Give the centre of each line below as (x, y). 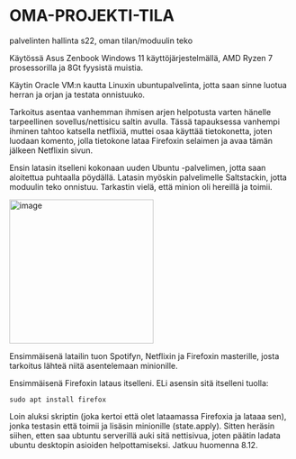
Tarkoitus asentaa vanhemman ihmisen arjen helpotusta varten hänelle (140, 112)
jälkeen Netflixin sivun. (51, 150)
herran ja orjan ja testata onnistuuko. (77, 94)
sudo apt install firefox (58, 400)
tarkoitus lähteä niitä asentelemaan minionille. (94, 365)
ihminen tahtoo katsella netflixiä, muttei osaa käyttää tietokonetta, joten (141, 130)
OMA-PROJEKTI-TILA (92, 16)
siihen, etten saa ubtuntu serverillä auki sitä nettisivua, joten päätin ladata (145, 435)
